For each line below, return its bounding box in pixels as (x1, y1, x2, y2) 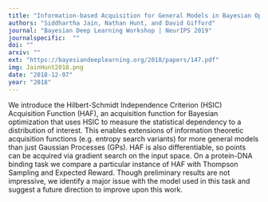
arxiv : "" (8, 49, 41, 56)
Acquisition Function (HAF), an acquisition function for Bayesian (8, 108, 219, 118)
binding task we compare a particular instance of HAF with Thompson (8, 159, 238, 169)
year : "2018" (8, 78, 52, 86)
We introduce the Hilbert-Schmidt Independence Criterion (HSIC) (8, 100, 223, 110)
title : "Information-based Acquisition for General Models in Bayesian (8, 11, 251, 20)
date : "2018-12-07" (8, 71, 73, 79)
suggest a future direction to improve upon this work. (8, 185, 183, 194)
